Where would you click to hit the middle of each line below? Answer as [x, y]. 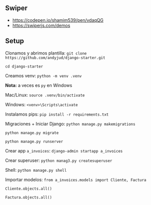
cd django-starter [24, 67]
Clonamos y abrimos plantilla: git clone [46, 53]
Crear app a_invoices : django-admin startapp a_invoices [64, 150]
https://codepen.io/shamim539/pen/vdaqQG [58, 20]
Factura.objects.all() [29, 197]
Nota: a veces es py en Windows [39, 85]
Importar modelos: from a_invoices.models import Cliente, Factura [76, 179]
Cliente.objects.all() [29, 189]
